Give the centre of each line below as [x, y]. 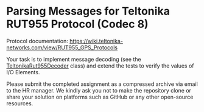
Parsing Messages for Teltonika [88, 11]
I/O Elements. [23, 72]
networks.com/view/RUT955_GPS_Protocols [62, 47]
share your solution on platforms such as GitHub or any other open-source [100, 97]
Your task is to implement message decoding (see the [74, 59]
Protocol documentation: [37, 41]
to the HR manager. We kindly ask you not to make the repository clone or [99, 90]
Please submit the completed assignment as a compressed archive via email [102, 84]
